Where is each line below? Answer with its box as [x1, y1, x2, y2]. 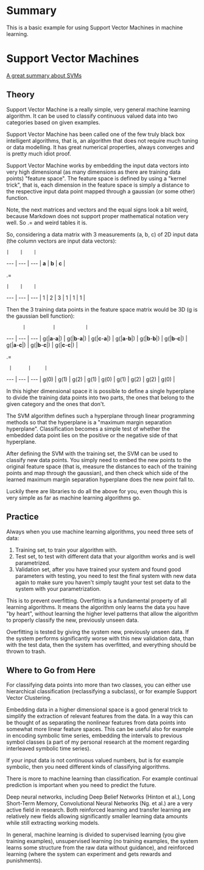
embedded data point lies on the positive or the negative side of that [6, 431, 178, 439]
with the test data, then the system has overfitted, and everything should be [6, 641, 197, 648]
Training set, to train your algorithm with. [15, 546, 118, 554]
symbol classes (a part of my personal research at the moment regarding [6, 738, 190, 746]
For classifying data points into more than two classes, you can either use [6, 681, 191, 689]
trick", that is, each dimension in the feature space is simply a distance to [6, 181, 190, 188]
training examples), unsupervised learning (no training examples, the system [6, 838, 199, 845]
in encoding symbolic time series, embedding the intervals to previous [6, 732, 183, 740]
